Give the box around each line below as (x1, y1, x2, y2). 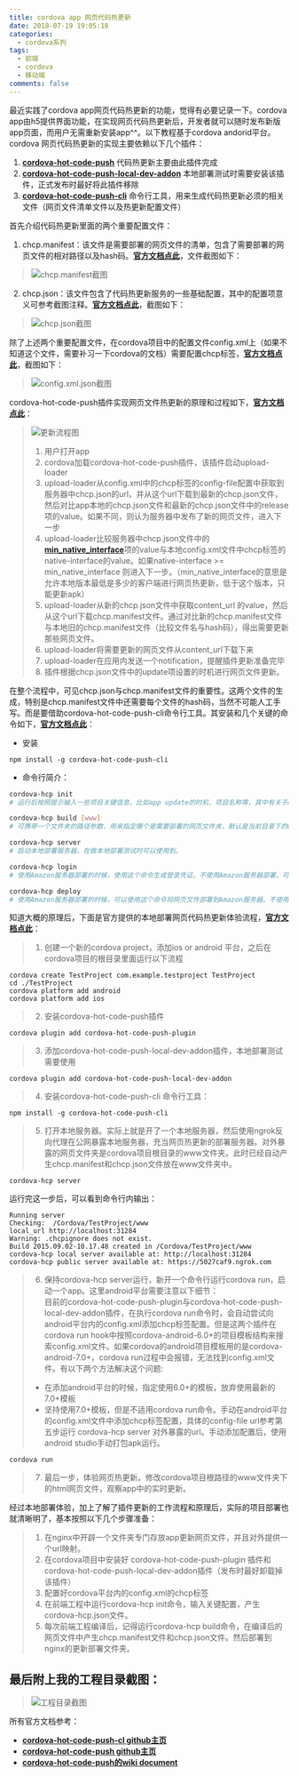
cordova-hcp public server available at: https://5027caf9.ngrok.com (9, 1258, 272, 1267)
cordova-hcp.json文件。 (43, 1610, 133, 1620)
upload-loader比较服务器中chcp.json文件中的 (43, 532, 210, 543)
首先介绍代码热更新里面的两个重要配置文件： (9, 220, 173, 231)
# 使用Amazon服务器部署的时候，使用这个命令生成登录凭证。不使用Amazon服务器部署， (9, 870, 283, 880)
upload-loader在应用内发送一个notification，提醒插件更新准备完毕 (43, 655, 286, 666)
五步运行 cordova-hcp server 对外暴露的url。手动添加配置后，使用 (43, 1427, 286, 1437)
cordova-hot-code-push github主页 (21, 1746, 157, 1756)
